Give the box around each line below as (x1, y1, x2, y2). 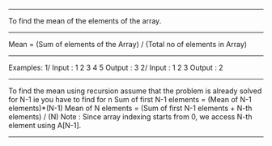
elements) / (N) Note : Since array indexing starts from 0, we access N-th (8, 112, 253, 122)
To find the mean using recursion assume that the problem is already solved (8, 86, 262, 96)
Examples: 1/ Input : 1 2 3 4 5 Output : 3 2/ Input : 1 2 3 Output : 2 (8, 62, 224, 72)
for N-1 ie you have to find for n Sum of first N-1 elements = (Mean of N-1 (8, 95, 253, 104)
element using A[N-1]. (8, 121, 82, 130)
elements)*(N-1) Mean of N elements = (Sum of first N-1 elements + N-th (8, 103, 253, 113)
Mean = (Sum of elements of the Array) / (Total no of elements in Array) (8, 40, 248, 49)
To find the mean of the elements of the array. (8, 16, 162, 25)
